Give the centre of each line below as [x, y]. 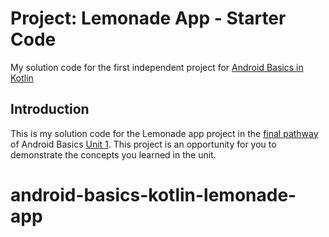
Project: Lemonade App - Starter [148, 18]
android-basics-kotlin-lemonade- [153, 194]
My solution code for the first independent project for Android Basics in [157, 67]
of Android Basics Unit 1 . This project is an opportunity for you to [143, 144]
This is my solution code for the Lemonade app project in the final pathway [164, 133]
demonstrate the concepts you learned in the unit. [113, 154]
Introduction [50, 109]
